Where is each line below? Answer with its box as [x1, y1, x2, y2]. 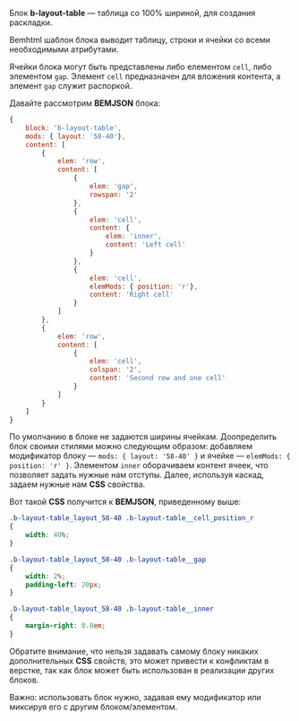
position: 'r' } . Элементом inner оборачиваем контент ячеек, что [9, 460, 269, 471]
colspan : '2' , [89, 365, 142, 375]
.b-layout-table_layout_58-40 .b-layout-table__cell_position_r [9, 514, 254, 523]
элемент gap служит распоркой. [9, 81, 132, 91]
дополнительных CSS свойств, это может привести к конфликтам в [9, 655, 269, 666]
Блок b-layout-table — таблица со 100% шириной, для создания [9, 8, 256, 18]
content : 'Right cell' [89, 291, 175, 300]
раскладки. [9, 17, 53, 28]
